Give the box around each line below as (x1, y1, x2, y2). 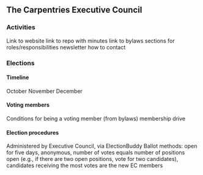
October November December (6, 87, 83, 95)
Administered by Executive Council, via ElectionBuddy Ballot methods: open (6, 143, 197, 150)
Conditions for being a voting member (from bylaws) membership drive (6, 115, 185, 123)
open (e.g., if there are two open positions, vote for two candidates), (6, 155, 179, 163)
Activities (6, 23, 35, 32)
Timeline (6, 74, 29, 81)
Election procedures (6, 129, 59, 136)
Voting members (6, 101, 50, 109)
